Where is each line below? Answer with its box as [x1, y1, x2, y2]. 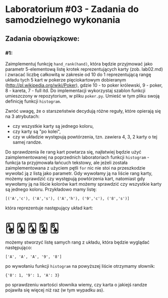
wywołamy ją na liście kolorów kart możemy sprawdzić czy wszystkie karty [5, 181, 162, 187]
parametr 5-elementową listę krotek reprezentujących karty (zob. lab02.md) [5, 66, 163, 72]
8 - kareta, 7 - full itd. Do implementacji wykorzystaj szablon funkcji [5, 87, 145, 94]
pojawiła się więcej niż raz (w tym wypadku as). [5, 287, 104, 293]
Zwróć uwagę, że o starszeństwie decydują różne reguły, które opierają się [5, 108, 161, 114]
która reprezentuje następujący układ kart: [5, 205, 93, 211]
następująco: [5, 244, 32, 250]
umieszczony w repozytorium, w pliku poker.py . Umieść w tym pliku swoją [5, 93, 160, 99]
